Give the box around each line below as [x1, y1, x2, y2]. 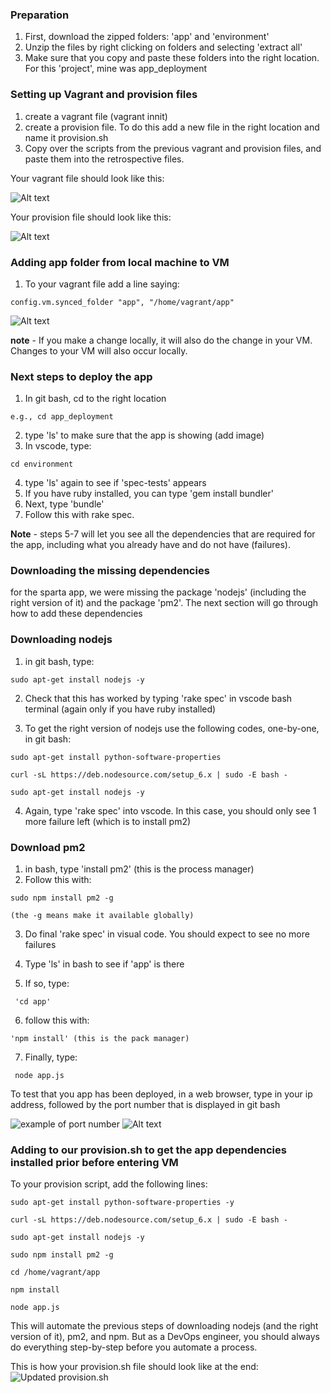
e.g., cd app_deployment [10, 412, 114, 422]
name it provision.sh [24, 131, 109, 143]
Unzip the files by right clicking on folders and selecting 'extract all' [24, 41, 303, 53]
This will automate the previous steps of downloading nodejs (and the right [10, 1320, 319, 1332]
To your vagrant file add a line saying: [24, 278, 180, 290]
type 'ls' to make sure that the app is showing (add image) [24, 429, 265, 442]
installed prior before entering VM [10, 1156, 179, 1169]
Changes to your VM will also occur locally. [10, 344, 188, 357]
